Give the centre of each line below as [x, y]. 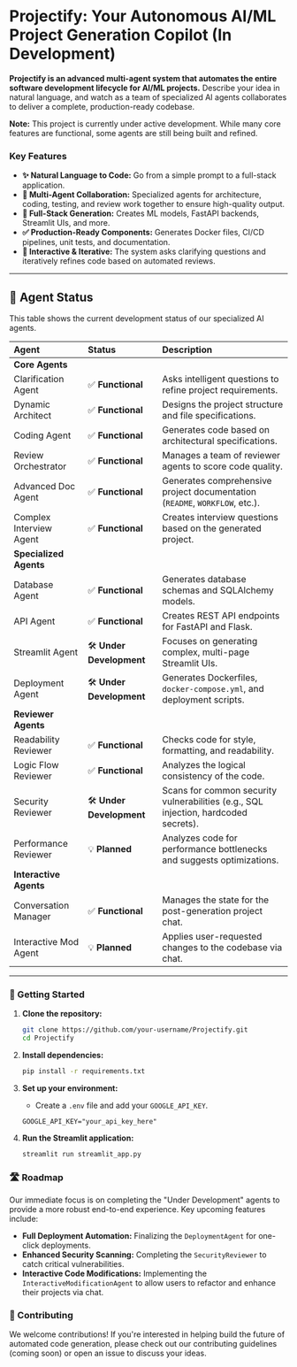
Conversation [42, 906]
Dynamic [32, 404]
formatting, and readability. [218, 751]
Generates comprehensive [217, 481]
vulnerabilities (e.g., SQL [213, 802]
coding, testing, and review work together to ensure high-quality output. [153, 204]
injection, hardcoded [205, 813]
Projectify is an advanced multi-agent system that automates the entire [143, 78]
